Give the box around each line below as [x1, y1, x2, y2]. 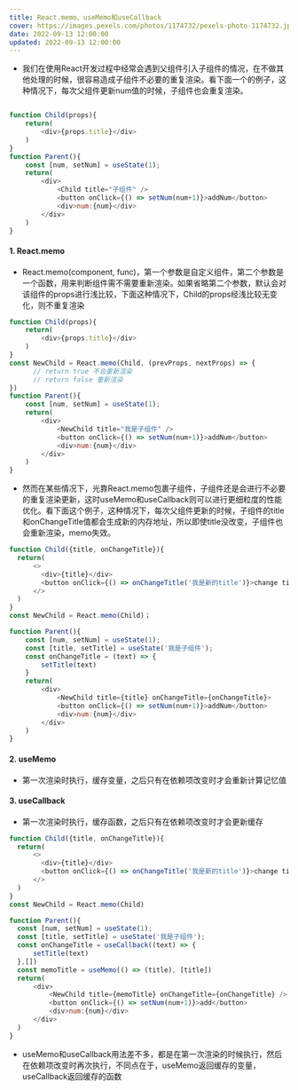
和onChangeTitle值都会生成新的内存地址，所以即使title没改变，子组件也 [21, 517, 284, 527]
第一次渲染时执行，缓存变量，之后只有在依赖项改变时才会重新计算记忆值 [21, 774, 286, 786]
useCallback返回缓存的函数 [21, 1070, 122, 1081]
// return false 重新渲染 [32, 375, 124, 384]
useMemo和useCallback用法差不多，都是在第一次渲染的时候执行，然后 [21, 1048, 283, 1059]
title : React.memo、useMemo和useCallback [9, 12, 162, 22]
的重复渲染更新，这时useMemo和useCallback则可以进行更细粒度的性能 [21, 494, 283, 505]
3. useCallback [9, 795, 66, 806]
